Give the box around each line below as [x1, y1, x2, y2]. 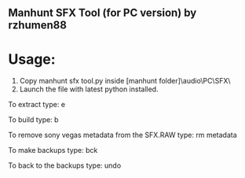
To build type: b [8, 115, 59, 124]
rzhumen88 [8, 19, 67, 32]
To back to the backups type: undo [8, 161, 122, 170]
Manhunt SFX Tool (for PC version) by [8, 6, 197, 20]
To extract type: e [8, 100, 65, 109]
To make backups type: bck [8, 146, 98, 155]
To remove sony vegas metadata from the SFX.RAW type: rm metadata [8, 130, 237, 140]
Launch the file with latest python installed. [19, 84, 159, 94]
